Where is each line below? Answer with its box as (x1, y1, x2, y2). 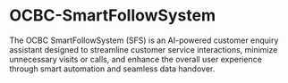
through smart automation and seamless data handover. (9, 63, 216, 74)
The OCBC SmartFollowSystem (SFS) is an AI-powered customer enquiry (9, 35, 279, 46)
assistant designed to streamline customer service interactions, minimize (9, 44, 278, 54)
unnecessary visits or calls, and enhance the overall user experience (9, 54, 262, 64)
